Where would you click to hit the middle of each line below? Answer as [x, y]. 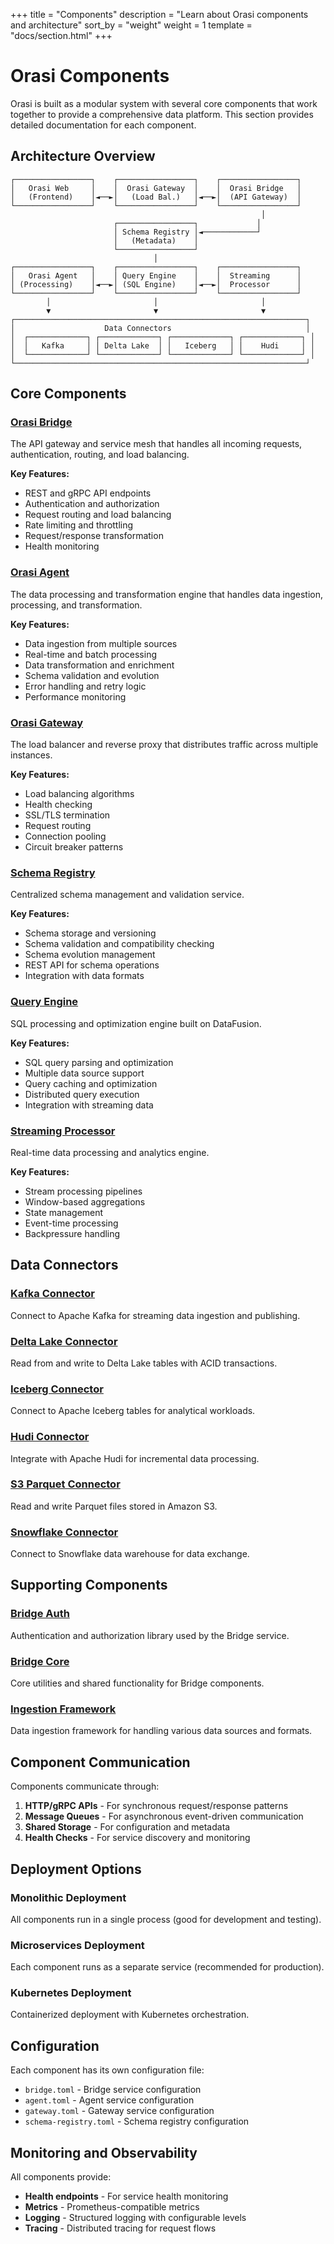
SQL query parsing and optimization [99, 1062]
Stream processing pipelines [83, 1191]
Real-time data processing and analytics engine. [110, 1152]
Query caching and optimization [91, 1083]
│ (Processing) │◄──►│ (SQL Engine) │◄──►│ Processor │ [156, 284]
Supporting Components [89, 1585]
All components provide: [61, 2177]
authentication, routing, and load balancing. [100, 455]
